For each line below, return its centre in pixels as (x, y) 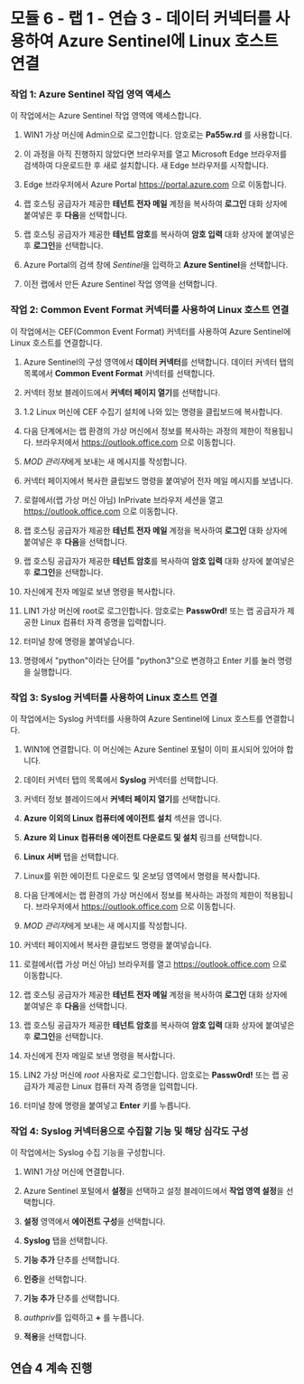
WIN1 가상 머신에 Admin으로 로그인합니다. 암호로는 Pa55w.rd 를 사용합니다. (157, 135)
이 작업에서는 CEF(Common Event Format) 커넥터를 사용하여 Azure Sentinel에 (151, 331)
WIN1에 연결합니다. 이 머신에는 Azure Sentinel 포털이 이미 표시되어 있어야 (154, 749)
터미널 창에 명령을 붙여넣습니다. (78, 641)
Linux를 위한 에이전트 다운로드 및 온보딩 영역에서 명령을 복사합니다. (142, 876)
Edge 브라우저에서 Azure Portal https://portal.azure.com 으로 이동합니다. (155, 185)
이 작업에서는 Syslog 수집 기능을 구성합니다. (88, 1152)
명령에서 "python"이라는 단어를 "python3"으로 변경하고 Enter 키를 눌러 (149, 660)
